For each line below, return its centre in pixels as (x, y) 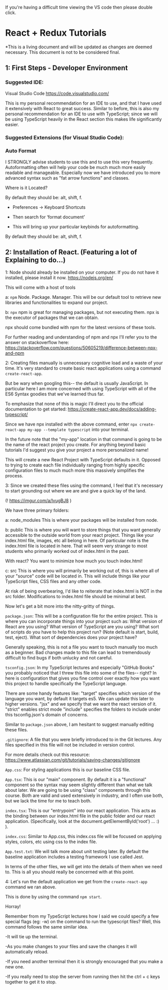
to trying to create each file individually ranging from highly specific (75, 465)
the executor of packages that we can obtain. (52, 317)
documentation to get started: (36, 409)
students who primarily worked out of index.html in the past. (67, 551)
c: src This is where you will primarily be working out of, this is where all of (82, 570)
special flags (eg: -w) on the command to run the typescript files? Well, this (83, 921)
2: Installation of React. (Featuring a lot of (71, 252)
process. (14, 475)
